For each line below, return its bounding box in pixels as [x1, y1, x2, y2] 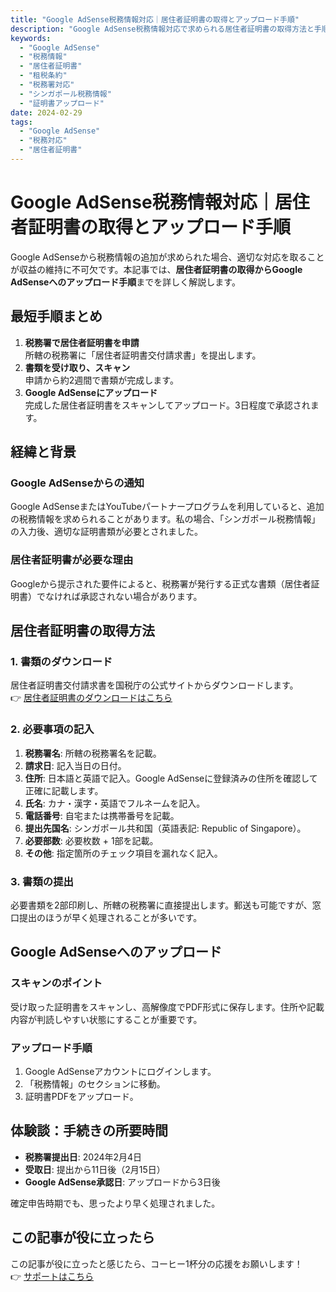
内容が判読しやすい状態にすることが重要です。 [10, 1013, 203, 1025]
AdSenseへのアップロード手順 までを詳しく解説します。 [10, 276, 241, 288]
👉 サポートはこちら [10, 1270, 95, 1282]
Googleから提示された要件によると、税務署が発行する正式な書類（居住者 [10, 577, 312, 590]
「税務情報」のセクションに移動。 [24, 1077, 166, 1090]
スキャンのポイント [10, 976, 103, 990]
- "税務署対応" [19, 80, 75, 90]
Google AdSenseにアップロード [24, 386, 158, 398]
